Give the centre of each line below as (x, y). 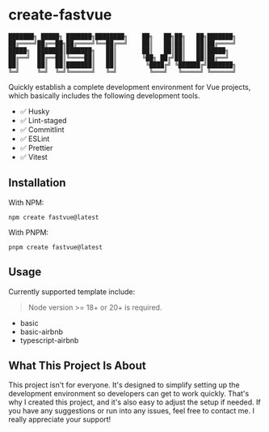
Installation (37, 183)
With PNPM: (29, 232)
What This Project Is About (78, 365)
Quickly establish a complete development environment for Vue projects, (130, 87)
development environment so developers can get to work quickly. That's (129, 394)
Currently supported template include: (72, 291)
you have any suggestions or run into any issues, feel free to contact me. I (131, 411)
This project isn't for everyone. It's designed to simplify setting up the (124, 385)
